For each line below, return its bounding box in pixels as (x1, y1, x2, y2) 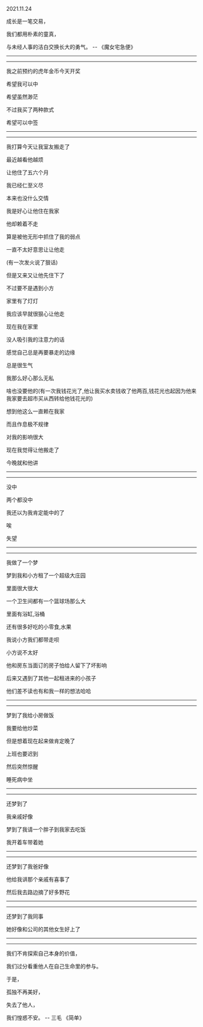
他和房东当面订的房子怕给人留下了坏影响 (6, 662, 107, 669)
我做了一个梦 (6, 559, 38, 566)
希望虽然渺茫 (6, 93, 38, 100)
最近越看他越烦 (6, 156, 43, 163)
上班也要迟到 (6, 750, 38, 757)
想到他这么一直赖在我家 (6, 408, 65, 415)
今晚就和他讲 (6, 459, 38, 466)
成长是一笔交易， (6, 18, 49, 25)
